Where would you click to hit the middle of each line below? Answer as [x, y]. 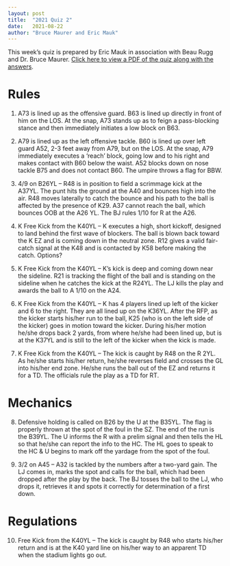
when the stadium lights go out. [62, 555]
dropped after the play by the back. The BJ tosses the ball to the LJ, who [120, 479]
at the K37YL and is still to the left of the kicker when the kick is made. [117, 340]
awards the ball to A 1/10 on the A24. [69, 291]
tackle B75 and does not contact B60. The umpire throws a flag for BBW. [120, 170]
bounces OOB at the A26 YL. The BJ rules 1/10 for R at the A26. [107, 213]
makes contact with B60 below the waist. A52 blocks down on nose [113, 163]
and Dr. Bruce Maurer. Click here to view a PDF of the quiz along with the [111, 60]
